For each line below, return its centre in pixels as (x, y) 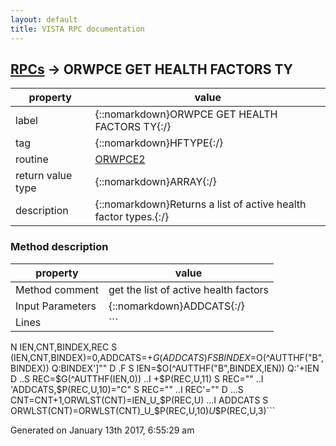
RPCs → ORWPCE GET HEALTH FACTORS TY (151, 69)
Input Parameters (56, 306)
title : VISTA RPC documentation (77, 29)
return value (44, 176)
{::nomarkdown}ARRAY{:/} (155, 182)
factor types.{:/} (132, 217)
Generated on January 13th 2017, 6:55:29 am (102, 430)
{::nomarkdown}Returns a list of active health (200, 204)
